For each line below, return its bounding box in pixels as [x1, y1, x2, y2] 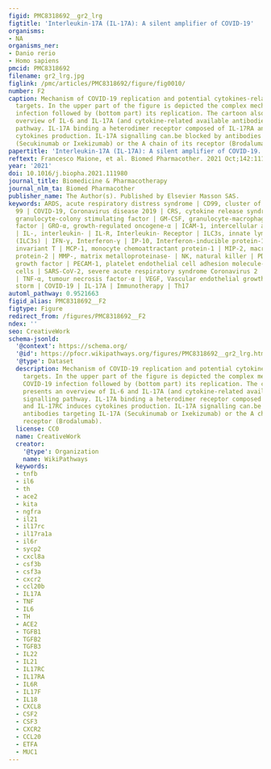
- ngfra [15, 507, 42, 515]
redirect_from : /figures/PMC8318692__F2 [8, 312, 147, 320]
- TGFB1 [15, 628, 42, 636]
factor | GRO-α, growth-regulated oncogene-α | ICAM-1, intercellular [15, 222, 258, 230]
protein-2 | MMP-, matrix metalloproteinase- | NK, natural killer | [15, 252, 254, 260]
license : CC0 [15, 425, 60, 433]
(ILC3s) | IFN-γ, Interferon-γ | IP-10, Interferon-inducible [15, 237, 229, 246]
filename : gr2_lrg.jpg [8, 72, 85, 80]
